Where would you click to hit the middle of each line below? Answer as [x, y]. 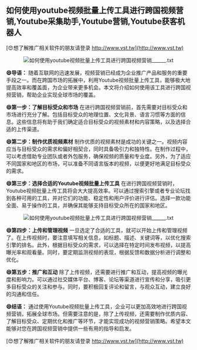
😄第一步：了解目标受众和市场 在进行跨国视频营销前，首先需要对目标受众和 [97, 107]
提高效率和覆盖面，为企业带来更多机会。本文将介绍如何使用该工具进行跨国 [96, 87]
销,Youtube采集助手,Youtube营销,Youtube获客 [92, 21]
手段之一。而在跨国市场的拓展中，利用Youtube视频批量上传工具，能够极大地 [98, 80]
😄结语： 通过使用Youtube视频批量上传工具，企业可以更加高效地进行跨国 [94, 306]
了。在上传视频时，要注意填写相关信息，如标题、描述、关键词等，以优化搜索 [98, 237]
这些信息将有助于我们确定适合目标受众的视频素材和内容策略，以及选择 [101, 121]
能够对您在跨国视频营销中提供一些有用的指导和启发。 [70, 328]
